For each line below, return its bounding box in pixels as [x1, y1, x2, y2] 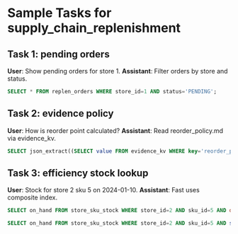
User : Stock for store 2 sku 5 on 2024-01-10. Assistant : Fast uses [7, 186, 200, 194]
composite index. [7, 193, 58, 202]
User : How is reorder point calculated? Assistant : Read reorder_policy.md [7, 126, 224, 135]
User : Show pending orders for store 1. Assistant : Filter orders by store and [7, 67, 228, 75]
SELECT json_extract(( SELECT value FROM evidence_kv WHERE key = [7, 147, 201, 155]
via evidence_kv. [7, 134, 57, 142]
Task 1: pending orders [7, 48, 110, 60]
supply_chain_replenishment [7, 20, 181, 36]
